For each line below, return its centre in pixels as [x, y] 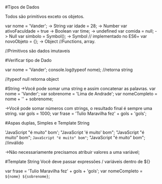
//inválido [14, 143]
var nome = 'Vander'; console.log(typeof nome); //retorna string [69, 70]
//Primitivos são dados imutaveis [38, 51]
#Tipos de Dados [22, 7]
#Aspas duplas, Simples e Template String [47, 123]
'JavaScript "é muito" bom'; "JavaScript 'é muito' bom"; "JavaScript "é [75, 132]
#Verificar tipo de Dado [28, 60]
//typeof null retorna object [32, 79]
